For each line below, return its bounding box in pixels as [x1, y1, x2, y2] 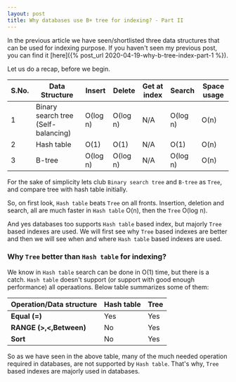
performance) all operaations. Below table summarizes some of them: [7, 282, 209, 291]
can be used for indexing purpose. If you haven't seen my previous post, [7, 43, 218, 52]
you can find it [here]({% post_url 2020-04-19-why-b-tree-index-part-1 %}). [7, 50, 228, 60]
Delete [112, 86, 136, 95]
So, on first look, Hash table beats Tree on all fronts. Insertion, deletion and [7, 198, 225, 207]
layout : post [7, 10, 46, 18]
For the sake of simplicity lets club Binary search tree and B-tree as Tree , [7, 177, 223, 186]
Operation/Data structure [11, 299, 98, 309]
